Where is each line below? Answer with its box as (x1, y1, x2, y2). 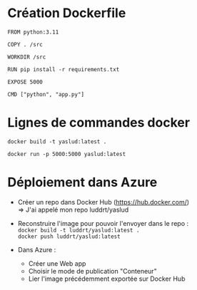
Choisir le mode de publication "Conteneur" (28, 266, 157, 275)
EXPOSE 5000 (7, 78, 43, 86)
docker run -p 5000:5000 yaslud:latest (7, 150, 126, 157)
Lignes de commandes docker (7, 115, 191, 131)
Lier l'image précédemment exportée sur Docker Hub (28, 274, 186, 283)
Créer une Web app (28, 259, 86, 268)
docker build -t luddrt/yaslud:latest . (17, 227, 140, 234)
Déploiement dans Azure (7, 175, 158, 190)
